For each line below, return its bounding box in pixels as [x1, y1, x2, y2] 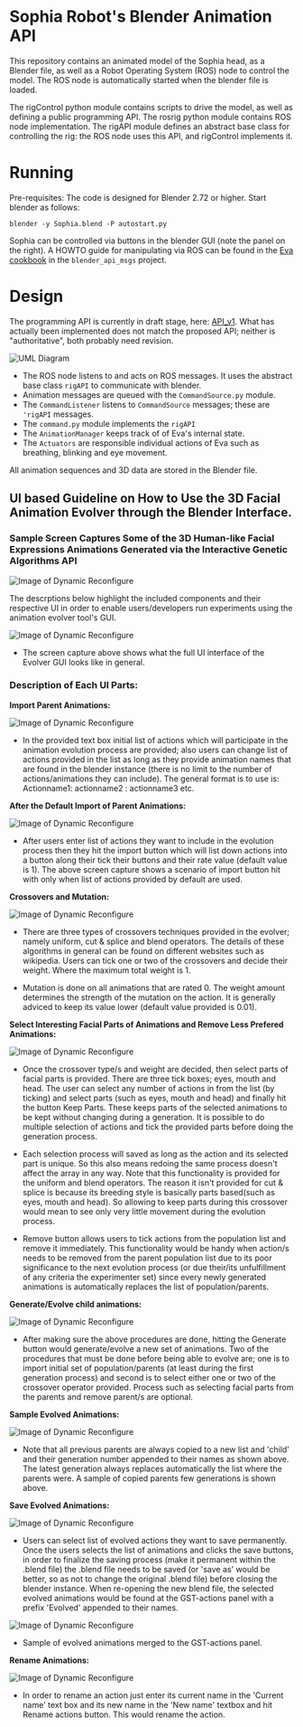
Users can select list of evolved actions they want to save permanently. [22, 1534, 288, 1545]
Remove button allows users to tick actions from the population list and [22, 1232, 287, 1244]
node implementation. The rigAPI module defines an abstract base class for [9, 120, 290, 132]
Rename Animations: [9, 1655, 90, 1666]
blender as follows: [9, 202, 80, 212]
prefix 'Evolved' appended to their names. [22, 1602, 179, 1613]
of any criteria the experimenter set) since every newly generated [22, 1271, 267, 1282]
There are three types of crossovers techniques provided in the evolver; [22, 926, 290, 937]
